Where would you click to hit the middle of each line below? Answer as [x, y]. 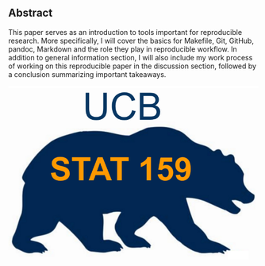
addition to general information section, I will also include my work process [131, 57]
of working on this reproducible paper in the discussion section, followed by [132, 66]
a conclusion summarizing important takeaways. [87, 74]
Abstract [31, 13]
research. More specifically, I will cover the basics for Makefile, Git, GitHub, [131, 40]
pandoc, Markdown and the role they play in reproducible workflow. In [123, 49]
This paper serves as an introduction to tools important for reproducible [125, 32]
